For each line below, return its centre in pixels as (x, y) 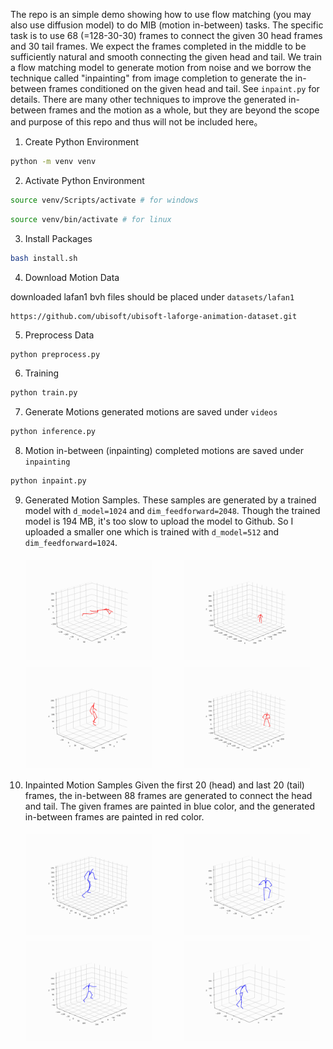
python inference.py (53, 432)
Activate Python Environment (84, 180)
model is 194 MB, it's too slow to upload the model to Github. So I (159, 521)
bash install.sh (44, 258)
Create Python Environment (81, 142)
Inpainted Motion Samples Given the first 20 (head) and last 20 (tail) (164, 785)
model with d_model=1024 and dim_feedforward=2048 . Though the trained (172, 510)
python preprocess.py (55, 354)
